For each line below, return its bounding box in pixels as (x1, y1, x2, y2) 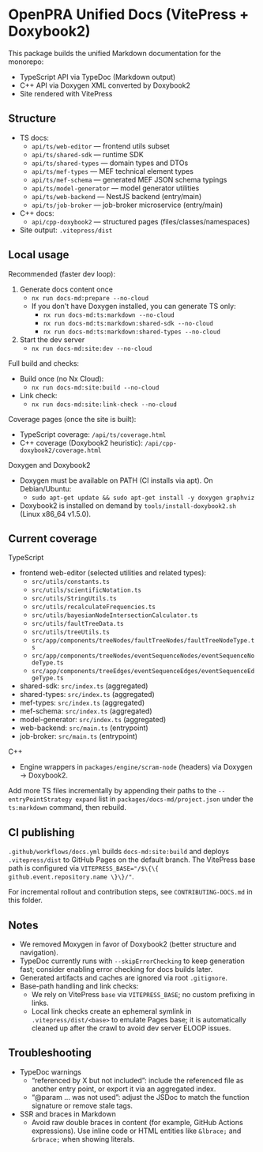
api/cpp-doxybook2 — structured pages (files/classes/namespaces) (31, 216, 250, 226)
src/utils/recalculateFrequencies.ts (31, 603, 156, 612)
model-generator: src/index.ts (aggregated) (19, 715, 167, 725)
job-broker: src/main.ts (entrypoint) (19, 732, 138, 741)
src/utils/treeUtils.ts (31, 628, 111, 637)
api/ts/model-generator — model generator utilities (31, 183, 200, 193)
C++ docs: (19, 208, 54, 218)
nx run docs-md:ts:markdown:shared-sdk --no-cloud (43, 319, 214, 327)
